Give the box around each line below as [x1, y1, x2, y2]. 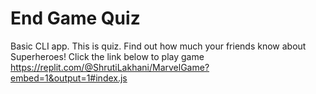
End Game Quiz [10, 7, 141, 30]
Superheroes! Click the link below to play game [10, 50, 205, 62]
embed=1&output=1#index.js [10, 72, 128, 84]
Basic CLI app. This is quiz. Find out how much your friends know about [10, 40, 307, 52]
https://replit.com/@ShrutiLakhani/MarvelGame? [10, 61, 210, 73]
